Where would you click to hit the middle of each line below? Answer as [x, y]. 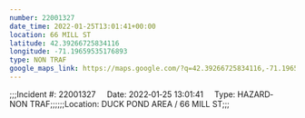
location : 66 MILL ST [50, 34]
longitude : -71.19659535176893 [69, 52]
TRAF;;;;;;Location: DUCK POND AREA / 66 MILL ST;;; [129, 103]
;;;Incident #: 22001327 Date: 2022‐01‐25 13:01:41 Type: [123, 94]
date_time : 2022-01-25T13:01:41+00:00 [83, 26]
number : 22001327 [42, 18]
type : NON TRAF [38, 60]
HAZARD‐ [256, 94]
